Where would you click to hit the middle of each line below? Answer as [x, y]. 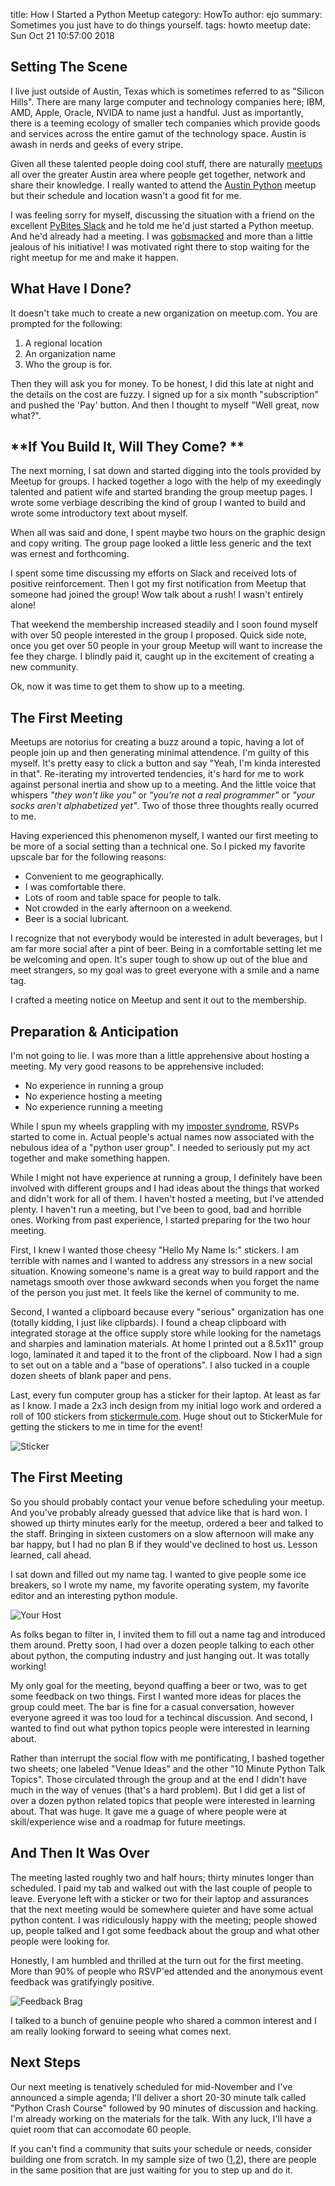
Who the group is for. [68, 364]
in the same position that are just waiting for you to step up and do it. [151, 2170]
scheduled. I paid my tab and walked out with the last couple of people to [161, 1888]
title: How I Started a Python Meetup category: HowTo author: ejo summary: [166, 14]
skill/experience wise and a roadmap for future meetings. [128, 1821]
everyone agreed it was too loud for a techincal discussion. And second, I [161, 1717]
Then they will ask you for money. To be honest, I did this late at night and [162, 383]
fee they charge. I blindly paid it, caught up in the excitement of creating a [162, 656]
